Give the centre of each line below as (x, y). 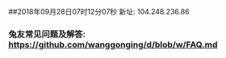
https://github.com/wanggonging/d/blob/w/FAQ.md (113, 44)
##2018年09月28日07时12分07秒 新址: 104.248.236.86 (99, 12)
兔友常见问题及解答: (47, 34)
